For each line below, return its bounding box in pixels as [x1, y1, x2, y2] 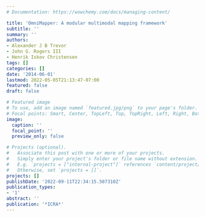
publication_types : [6, 184, 56, 190]
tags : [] [6, 59, 29, 66]
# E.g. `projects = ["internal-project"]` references [6, 161, 151, 167]
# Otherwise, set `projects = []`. [6, 167, 103, 173]
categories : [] [6, 65, 45, 72]
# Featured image [6, 99, 51, 106]
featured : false [6, 83, 48, 89]
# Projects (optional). [6, 144, 67, 150]
